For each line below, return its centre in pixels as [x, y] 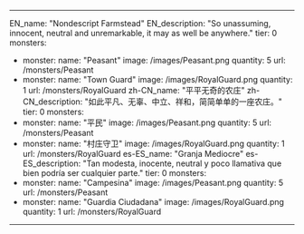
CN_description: [52, 102]
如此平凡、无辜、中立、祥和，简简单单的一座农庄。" [185, 102]
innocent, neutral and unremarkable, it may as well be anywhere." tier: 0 [143, 33]
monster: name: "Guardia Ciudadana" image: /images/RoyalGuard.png [153, 202]
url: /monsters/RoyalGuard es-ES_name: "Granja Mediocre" [133, 154]
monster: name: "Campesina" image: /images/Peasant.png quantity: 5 [152, 183]
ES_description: [52, 163]
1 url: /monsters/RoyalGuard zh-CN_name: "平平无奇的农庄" [133, 90]
